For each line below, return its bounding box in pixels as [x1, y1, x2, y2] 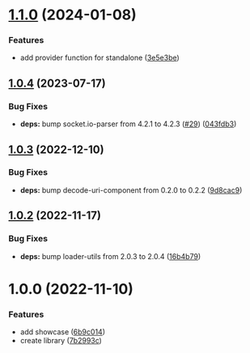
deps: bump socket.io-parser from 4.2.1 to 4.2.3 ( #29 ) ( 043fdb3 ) [19, 119, 237, 129]
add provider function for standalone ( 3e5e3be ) [19, 53, 180, 62]
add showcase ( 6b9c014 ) [19, 327, 105, 337]
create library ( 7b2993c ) [19, 336, 103, 346]
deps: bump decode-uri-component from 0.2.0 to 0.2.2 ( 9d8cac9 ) [19, 185, 243, 195]
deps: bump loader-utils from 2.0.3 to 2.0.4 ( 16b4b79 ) [19, 251, 201, 261]
